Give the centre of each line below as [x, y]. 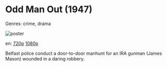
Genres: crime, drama [28, 24]
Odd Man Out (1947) [49, 9]
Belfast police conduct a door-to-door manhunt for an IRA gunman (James [84, 53]
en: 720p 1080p [22, 43]
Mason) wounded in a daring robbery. [45, 59]
